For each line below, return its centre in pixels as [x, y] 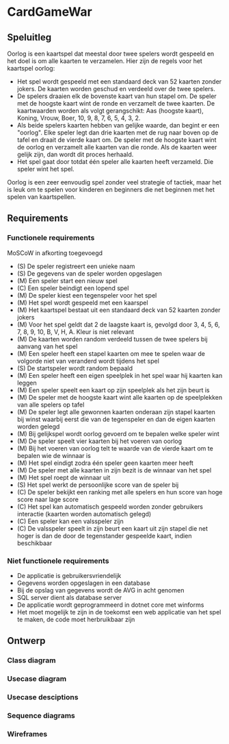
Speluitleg [29, 37]
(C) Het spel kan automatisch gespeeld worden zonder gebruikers [110, 506]
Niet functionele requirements [58, 561]
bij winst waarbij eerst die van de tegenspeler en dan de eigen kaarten [116, 419]
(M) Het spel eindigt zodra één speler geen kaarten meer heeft [105, 463]
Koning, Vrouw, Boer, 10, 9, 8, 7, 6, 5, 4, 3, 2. [79, 118]
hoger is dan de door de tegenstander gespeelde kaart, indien [105, 536]
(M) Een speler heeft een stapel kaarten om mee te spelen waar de [111, 353]
